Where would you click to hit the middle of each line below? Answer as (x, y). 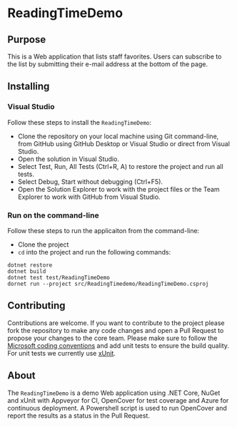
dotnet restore (30, 265)
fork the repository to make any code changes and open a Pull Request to (116, 330)
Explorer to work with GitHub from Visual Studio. (89, 197)
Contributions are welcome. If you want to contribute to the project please (116, 323)
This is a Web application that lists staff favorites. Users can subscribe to (115, 56)
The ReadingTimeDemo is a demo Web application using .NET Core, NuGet (114, 393)
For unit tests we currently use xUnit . (62, 353)
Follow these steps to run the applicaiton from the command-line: (104, 230)
